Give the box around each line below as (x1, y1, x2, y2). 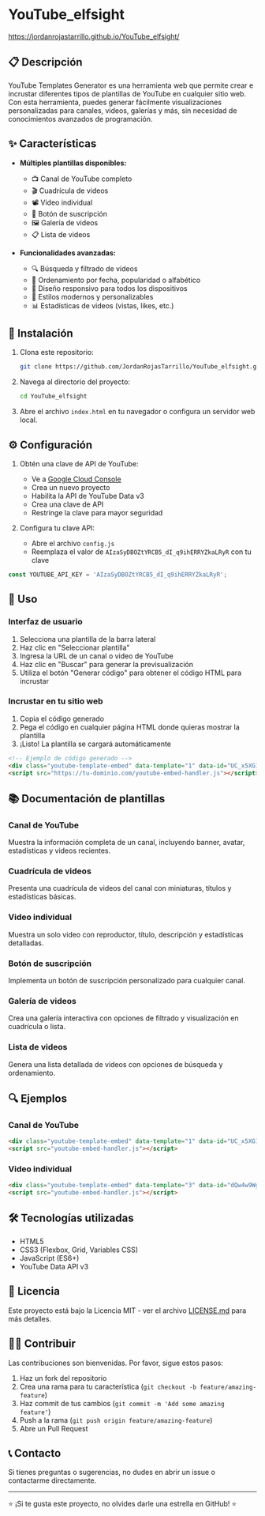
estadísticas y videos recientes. (8, 846, 111, 855)
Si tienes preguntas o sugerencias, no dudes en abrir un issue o (8, 1468, 215, 1477)
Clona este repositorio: (19, 348, 94, 357)
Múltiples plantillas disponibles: (19, 158, 127, 168)
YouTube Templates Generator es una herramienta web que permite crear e (8, 81, 254, 90)
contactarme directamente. (8, 1476, 97, 1485)
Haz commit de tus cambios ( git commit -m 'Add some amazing (19, 1398, 225, 1408)
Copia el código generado (19, 714, 105, 723)
